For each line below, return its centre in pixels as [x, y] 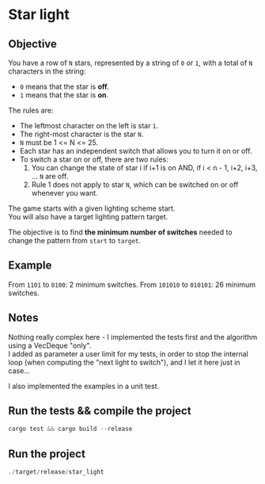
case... [19, 371]
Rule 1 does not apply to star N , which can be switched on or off [135, 185]
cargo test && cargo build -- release [70, 429]
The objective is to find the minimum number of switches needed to [120, 232]
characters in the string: [47, 71]
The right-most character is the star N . [81, 134]
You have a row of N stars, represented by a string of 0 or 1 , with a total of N [131, 63]
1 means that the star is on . [64, 95]
